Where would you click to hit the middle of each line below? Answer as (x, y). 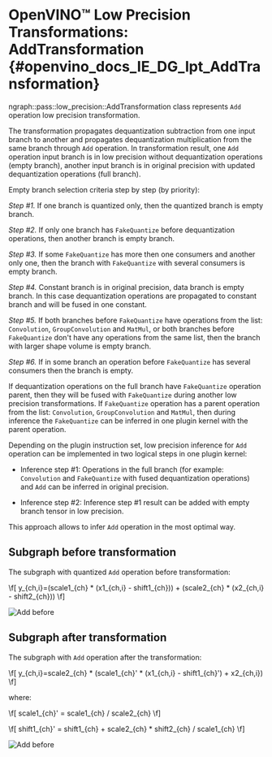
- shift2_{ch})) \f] (37, 596)
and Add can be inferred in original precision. (94, 487)
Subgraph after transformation (88, 638)
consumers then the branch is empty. (71, 370)
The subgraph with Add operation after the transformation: (105, 657)
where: (20, 697)
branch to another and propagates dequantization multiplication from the (130, 139)
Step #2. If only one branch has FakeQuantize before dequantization (122, 230)
